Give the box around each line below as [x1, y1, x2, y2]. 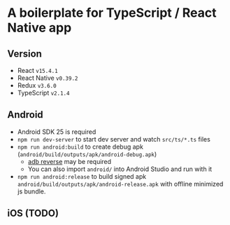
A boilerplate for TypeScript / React [7, 5, 217, 21]
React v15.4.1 [17, 67, 58, 74]
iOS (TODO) [7, 207, 59, 219]
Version [7, 48, 42, 60]
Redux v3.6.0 [17, 81, 57, 89]
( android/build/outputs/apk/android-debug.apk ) [17, 149, 157, 158]
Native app [7, 20, 72, 36]
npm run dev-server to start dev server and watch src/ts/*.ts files [17, 135, 211, 143]
